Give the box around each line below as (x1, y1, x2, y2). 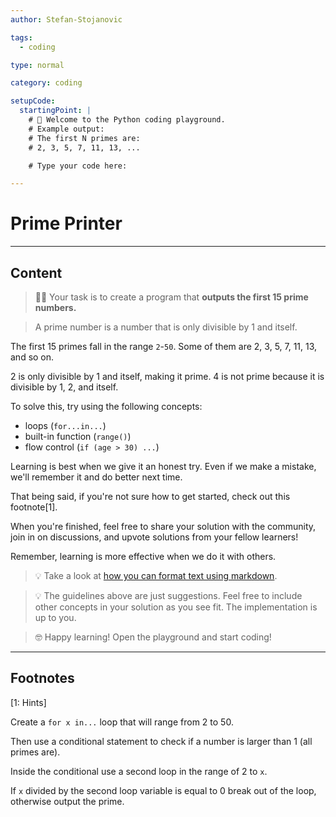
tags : (10, 32, 33, 43)
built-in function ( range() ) (24, 431, 132, 442)
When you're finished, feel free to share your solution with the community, (10, 521, 317, 532)
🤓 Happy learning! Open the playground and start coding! (34, 631, 272, 643)
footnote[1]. (10, 501, 58, 513)
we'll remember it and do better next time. (10, 471, 183, 483)
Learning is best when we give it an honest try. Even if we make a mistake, (10, 461, 317, 472)
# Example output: (28, 124, 105, 134)
